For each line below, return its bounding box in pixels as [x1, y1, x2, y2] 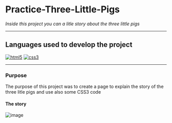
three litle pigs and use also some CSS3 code [5, 89, 101, 95]
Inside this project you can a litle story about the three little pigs [5, 21, 140, 27]
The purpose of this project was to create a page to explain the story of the [5, 83, 164, 90]
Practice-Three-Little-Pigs [5, 4, 120, 15]
